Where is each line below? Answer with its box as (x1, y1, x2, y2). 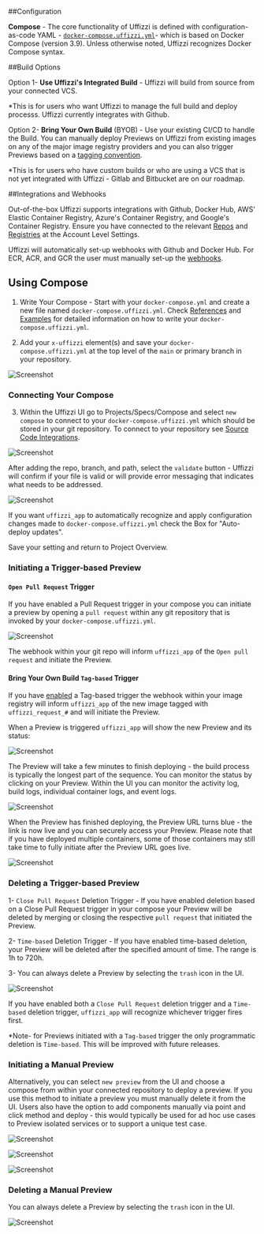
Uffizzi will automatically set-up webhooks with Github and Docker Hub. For (8, 245, 255, 254)
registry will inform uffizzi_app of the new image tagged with (8, 699, 209, 709)
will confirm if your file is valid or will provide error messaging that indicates (8, 471, 255, 481)
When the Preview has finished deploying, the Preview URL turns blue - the (8, 817, 253, 827)
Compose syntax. (8, 47, 65, 56)
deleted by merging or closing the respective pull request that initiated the (8, 912, 252, 922)
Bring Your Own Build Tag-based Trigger (8, 673, 139, 682)
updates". (32, 527, 64, 537)
